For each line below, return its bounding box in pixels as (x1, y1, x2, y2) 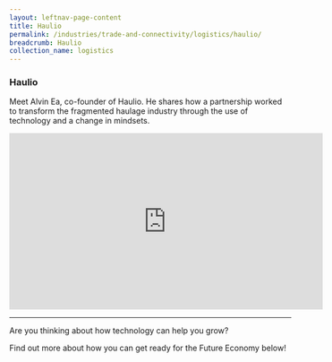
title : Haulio (9, 22, 63, 30)
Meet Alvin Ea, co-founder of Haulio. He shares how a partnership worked (9, 96, 283, 108)
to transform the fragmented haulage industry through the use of (9, 106, 249, 116)
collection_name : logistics (9, 47, 115, 56)
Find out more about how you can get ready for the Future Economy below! (9, 342, 286, 354)
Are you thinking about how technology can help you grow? (9, 325, 229, 336)
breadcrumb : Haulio (9, 38, 82, 47)
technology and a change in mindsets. (9, 116, 150, 126)
